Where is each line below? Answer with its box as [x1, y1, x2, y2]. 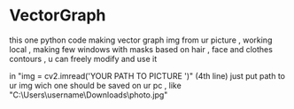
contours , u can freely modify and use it [9, 53, 158, 64]
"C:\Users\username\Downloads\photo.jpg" [9, 90, 168, 100]
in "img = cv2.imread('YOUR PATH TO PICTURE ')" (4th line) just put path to [9, 70, 286, 81]
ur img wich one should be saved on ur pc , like [9, 80, 182, 90]
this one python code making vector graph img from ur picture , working [9, 35, 273, 45]
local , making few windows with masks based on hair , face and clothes [9, 43, 273, 54]
